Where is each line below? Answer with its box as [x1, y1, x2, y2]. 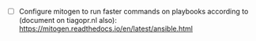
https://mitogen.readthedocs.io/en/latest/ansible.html [18, 24, 194, 34]
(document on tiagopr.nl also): [18, 16, 118, 25]
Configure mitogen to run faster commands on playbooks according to [18, 7, 249, 16]
